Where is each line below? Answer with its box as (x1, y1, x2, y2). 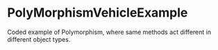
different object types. (7, 35, 71, 43)
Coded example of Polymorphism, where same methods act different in (7, 28, 212, 36)
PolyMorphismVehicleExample (7, 5, 188, 21)
